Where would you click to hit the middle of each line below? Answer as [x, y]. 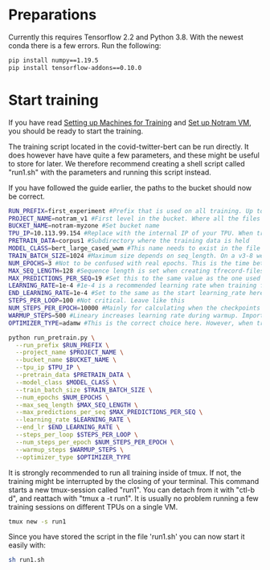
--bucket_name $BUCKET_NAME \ [66, 360]
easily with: [27, 545]
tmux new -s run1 [37, 521]
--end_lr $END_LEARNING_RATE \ [68, 428]
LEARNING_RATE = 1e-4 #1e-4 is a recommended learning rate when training [133, 286]
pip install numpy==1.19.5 [53, 60]
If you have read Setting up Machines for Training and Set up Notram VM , [130, 122]
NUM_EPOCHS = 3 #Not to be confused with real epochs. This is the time [129, 263]
